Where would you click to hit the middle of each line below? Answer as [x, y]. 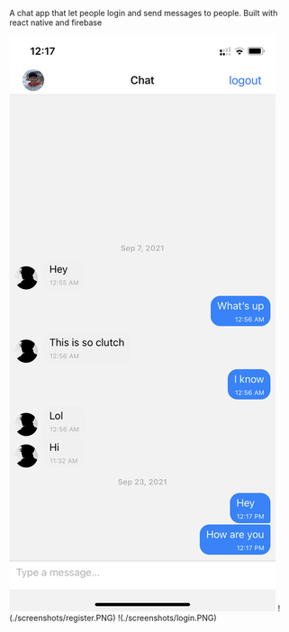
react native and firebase [56, 23]
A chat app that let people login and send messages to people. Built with [144, 13]
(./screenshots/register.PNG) [63, 618]
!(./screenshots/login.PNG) [167, 618]
